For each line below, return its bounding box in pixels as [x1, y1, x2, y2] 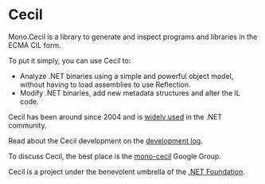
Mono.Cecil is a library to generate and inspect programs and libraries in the [8, 32, 258, 41]
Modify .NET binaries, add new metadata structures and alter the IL [19, 88, 240, 97]
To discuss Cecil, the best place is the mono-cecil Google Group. [8, 151, 221, 161]
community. [8, 120, 47, 130]
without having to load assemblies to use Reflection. [19, 80, 191, 89]
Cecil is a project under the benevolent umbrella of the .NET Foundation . [8, 166, 245, 176]
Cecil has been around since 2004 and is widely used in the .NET [8, 112, 223, 121]
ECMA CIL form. [8, 40, 61, 49]
